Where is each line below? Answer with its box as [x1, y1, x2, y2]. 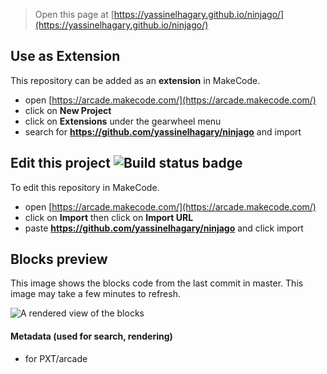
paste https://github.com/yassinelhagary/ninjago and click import [24, 222, 304, 234]
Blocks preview [10, 251, 108, 268]
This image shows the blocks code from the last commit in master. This [10, 277, 304, 289]
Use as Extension [10, 48, 121, 65]
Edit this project [10, 155, 111, 172]
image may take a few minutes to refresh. [10, 288, 181, 300]
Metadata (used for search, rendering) [10, 330, 173, 343]
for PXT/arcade [24, 352, 88, 364]
